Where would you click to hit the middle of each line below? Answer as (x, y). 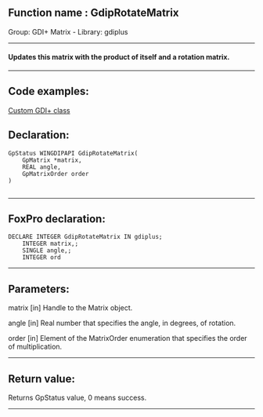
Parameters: (39, 289)
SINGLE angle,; (47, 251)
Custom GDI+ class (39, 110)
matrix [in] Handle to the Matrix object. (70, 308)
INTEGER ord (41, 258)
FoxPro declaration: (57, 219)
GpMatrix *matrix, (52, 160)
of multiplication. (35, 347)
